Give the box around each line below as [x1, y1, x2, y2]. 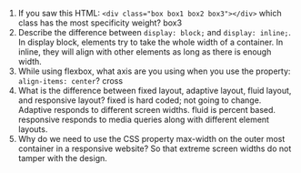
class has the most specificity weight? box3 [17, 17, 183, 28]
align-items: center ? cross [17, 76, 124, 86]
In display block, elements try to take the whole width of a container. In [17, 36, 284, 47]
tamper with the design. [17, 153, 107, 163]
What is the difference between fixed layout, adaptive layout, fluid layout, [17, 86, 292, 96]
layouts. [17, 124, 48, 135]
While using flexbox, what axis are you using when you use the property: [17, 66, 291, 76]
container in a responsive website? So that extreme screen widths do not [17, 143, 292, 154]
